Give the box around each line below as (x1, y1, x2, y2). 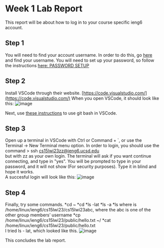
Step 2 (5, 77, 26, 85)
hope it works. (5, 169, 34, 175)
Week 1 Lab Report (5, 3, 83, 14)
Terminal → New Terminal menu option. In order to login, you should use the (5, 143, 160, 149)
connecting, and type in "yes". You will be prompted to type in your (5, 159, 141, 165)
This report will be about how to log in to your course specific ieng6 (5, 19, 143, 25)
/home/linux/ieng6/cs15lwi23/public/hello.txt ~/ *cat (5, 217, 111, 223)
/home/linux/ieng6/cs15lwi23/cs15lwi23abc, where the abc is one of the (5, 207, 151, 213)
